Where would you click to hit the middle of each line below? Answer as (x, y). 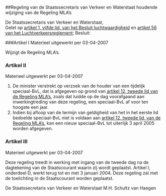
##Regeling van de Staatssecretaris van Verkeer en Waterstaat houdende (81, 7)
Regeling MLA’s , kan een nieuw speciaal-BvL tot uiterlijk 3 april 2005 (84, 123)
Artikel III (16, 141)
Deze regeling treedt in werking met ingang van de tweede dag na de (77, 162)
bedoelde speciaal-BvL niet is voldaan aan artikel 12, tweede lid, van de (87, 118)
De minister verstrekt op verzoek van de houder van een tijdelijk (79, 86)
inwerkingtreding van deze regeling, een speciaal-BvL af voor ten (80, 102)
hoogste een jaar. (30, 107)
